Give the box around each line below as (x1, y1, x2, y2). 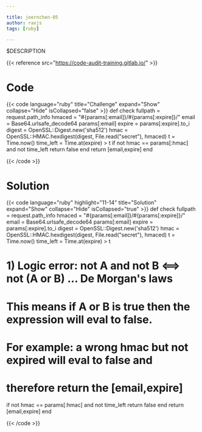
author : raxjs (6, 19, 43, 26)
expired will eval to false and (6, 353, 153, 367)
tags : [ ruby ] (6, 26, 40, 32)
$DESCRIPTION (6, 47, 46, 55)
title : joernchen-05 (6, 14, 59, 20)
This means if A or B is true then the (6, 300, 190, 314)
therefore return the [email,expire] (6, 381, 184, 395)
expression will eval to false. (6, 312, 153, 326)
